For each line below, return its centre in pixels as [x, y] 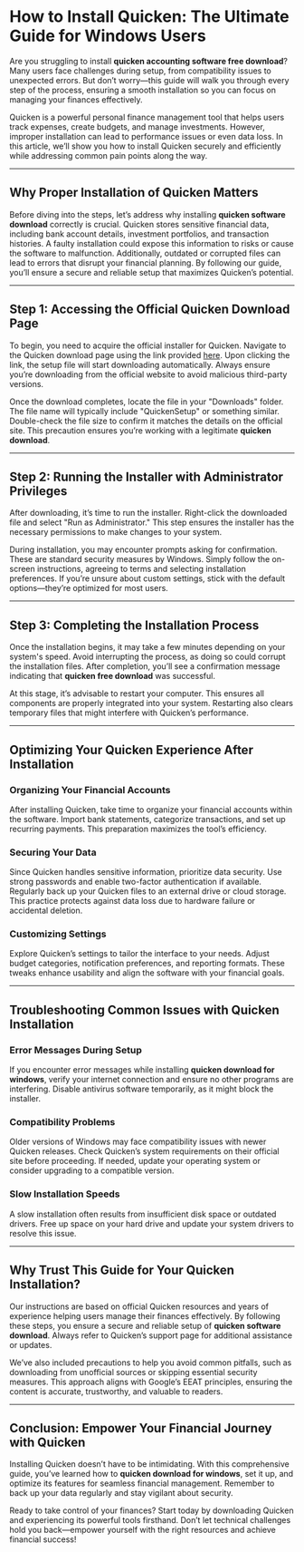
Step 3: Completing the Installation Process [134, 625]
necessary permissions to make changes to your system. [116, 532]
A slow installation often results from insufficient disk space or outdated [143, 1214]
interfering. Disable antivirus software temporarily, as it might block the [142, 1089]
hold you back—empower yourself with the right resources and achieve [142, 1530]
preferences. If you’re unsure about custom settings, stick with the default [147, 578]
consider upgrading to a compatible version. [92, 1170]
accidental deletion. [46, 911]
